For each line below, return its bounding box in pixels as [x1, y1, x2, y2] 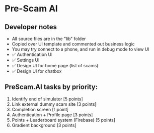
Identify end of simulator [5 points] [11, 96, 83, 102]
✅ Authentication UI [11, 51, 53, 57]
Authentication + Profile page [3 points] [11, 112, 93, 118]
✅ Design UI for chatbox [11, 68, 62, 74]
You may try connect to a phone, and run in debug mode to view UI [11, 46, 150, 52]
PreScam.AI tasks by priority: [4, 83, 98, 91]
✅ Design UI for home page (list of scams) [11, 63, 99, 68]
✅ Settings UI [11, 57, 40, 63]
